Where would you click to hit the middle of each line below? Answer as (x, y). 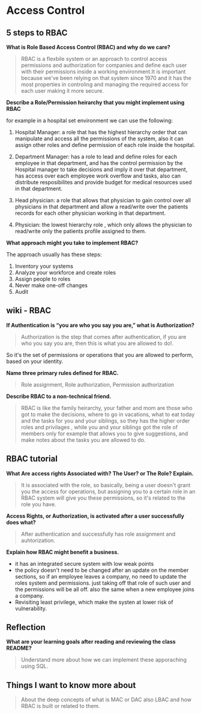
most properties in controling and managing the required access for (104, 84)
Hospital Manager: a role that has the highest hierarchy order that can (101, 132)
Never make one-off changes (51, 285)
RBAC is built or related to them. (60, 706)
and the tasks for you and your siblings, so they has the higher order (105, 421)
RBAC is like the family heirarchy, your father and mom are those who (107, 408)
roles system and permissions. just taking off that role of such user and (103, 583)
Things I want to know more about (71, 685)
